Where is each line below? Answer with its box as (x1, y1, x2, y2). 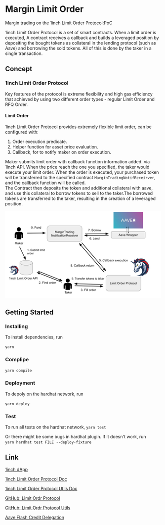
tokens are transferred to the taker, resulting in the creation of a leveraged (5, 195, 156, 201)
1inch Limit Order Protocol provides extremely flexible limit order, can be (5, 124, 152, 130)
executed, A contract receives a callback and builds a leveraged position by (5, 35, 159, 41)
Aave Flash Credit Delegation (5, 514, 64, 520)
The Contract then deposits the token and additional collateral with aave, (5, 185, 153, 191)
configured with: (5, 129, 39, 135)
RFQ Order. (5, 101, 28, 107)
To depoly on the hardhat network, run (5, 391, 83, 397)
